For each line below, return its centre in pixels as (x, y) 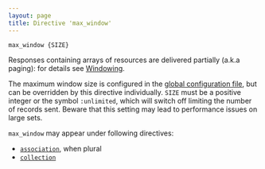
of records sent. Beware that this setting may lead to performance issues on (133, 109)
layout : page (30, 16)
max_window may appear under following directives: (91, 133)
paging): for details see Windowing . (66, 68)
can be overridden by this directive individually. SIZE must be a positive (125, 92)
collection (38, 157)
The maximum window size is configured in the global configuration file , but (132, 84)
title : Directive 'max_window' (60, 23)
